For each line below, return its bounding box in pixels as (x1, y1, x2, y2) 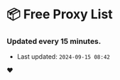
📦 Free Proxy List (6, 6, 113, 23)
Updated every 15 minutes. (6, 37, 102, 47)
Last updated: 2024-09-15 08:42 (16, 52, 111, 61)
